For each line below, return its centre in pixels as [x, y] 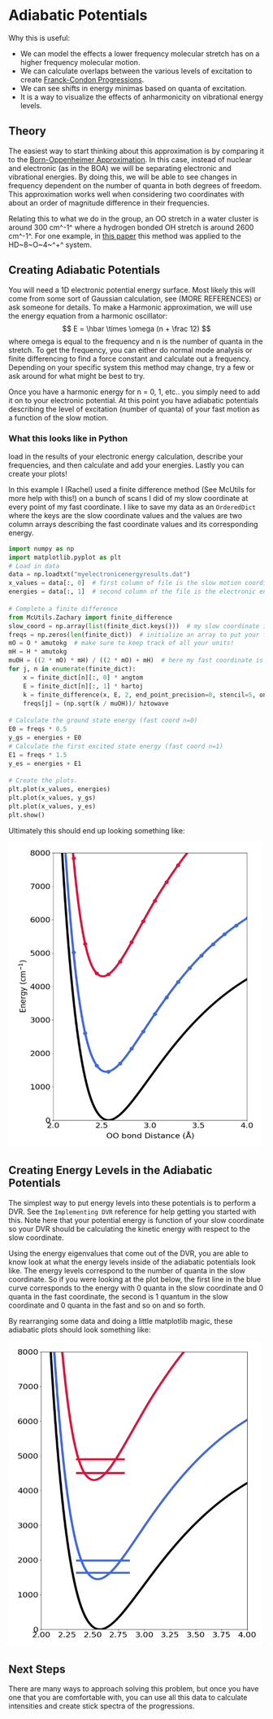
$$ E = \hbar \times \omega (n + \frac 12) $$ [136, 328]
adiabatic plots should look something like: [80, 1330]
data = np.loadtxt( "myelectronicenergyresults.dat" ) [100, 574]
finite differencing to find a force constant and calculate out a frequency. [130, 358]
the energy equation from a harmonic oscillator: [88, 315]
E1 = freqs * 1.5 [38, 755]
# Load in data [34, 566]
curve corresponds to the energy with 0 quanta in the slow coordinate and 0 [136, 1288]
